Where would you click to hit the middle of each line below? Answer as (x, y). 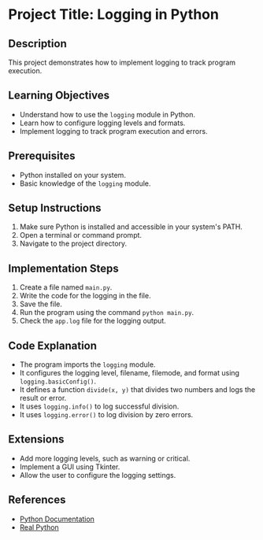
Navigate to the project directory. (73, 244)
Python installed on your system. (72, 175)
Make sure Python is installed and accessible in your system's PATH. (131, 227)
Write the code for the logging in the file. (85, 296)
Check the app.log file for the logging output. (93, 321)
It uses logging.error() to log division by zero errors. (106, 415)
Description (37, 44)
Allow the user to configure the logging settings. (98, 475)
